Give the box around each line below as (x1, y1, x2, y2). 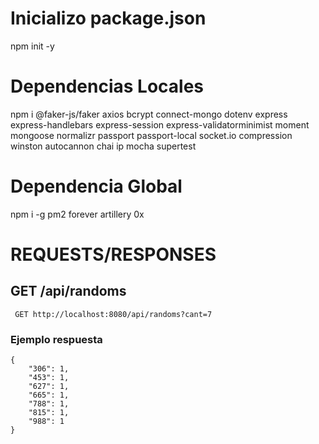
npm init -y (10, 40, 55, 52)
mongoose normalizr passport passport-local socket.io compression (10, 129, 293, 141)
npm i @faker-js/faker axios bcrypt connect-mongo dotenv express (10, 108, 288, 120)
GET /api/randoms (10, 283, 127, 300)
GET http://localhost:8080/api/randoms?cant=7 (14, 309, 213, 319)
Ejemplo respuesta (10, 332, 103, 346)
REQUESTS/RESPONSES (10, 243, 217, 266)
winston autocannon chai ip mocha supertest (10, 140, 197, 152)
